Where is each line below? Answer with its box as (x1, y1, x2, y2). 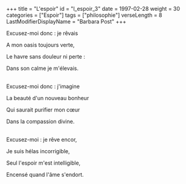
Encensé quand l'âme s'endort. (6, 171, 84, 178)
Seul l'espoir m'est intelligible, (6, 159, 81, 167)
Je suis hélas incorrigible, (6, 148, 70, 154)
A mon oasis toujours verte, (6, 42, 75, 48)
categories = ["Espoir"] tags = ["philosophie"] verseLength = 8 (6, 11, 162, 19)
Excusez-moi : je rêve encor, (6, 136, 77, 143)
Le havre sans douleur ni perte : (6, 53, 86, 60)
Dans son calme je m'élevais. (6, 65, 79, 72)
